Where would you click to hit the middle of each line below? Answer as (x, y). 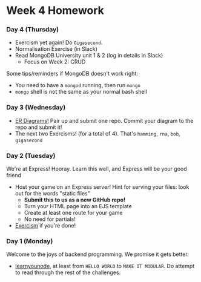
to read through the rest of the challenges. (68, 272)
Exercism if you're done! (45, 226)
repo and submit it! (38, 127)
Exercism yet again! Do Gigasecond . (59, 42)
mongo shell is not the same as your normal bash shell (81, 92)
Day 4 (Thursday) (33, 30)
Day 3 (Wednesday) (36, 108)
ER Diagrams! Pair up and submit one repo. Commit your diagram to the (104, 120)
